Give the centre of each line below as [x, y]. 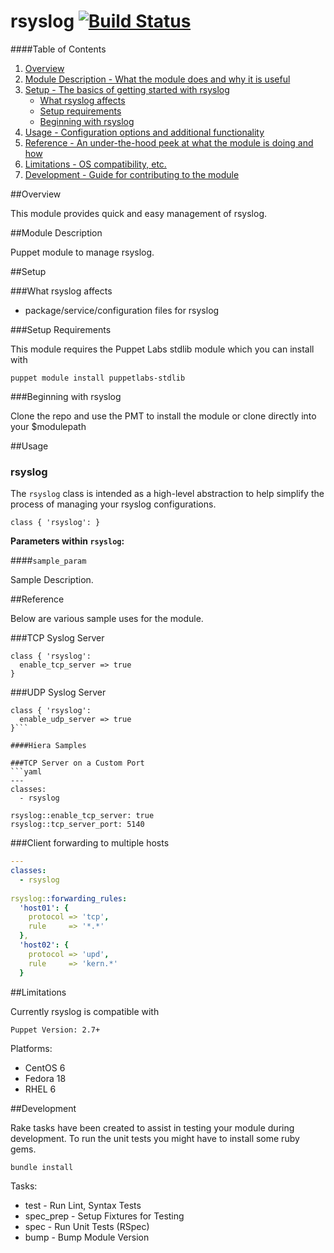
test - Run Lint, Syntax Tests [83, 1205]
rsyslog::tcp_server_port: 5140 [77, 825]
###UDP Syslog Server [58, 692]
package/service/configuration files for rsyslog [122, 310]
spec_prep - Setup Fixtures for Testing [104, 1216]
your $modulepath [48, 426]
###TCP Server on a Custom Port [77, 763]
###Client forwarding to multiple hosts [90, 843]
